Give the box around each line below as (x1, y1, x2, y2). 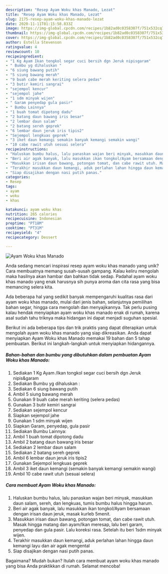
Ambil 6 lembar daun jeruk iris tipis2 (12, 454, 87, 460)
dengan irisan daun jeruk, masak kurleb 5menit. (12, 510, 111, 516)
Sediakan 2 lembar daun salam (12, 444, 77, 450)
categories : (5, 174, 30, 180)
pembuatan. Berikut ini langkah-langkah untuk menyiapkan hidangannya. (5, 340, 156, 346)
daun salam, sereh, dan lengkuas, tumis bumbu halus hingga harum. (12, 500, 154, 506)
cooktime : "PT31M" (5, 225, 44, 230)
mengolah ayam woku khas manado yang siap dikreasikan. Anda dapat (5, 329, 152, 335)
